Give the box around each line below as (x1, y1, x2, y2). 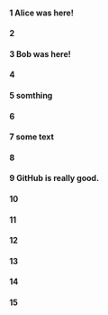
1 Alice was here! (9, 7, 74, 18)
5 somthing (9, 90, 53, 100)
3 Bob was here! (9, 48, 71, 59)
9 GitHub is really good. (9, 173, 100, 184)
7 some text (9, 131, 54, 142)
